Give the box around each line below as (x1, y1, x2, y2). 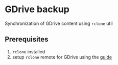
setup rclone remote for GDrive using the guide (12, 54, 112, 60)
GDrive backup (5, 4, 69, 15)
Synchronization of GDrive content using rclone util (5, 20, 113, 26)
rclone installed (12, 48, 45, 54)
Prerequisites (5, 35, 49, 44)
